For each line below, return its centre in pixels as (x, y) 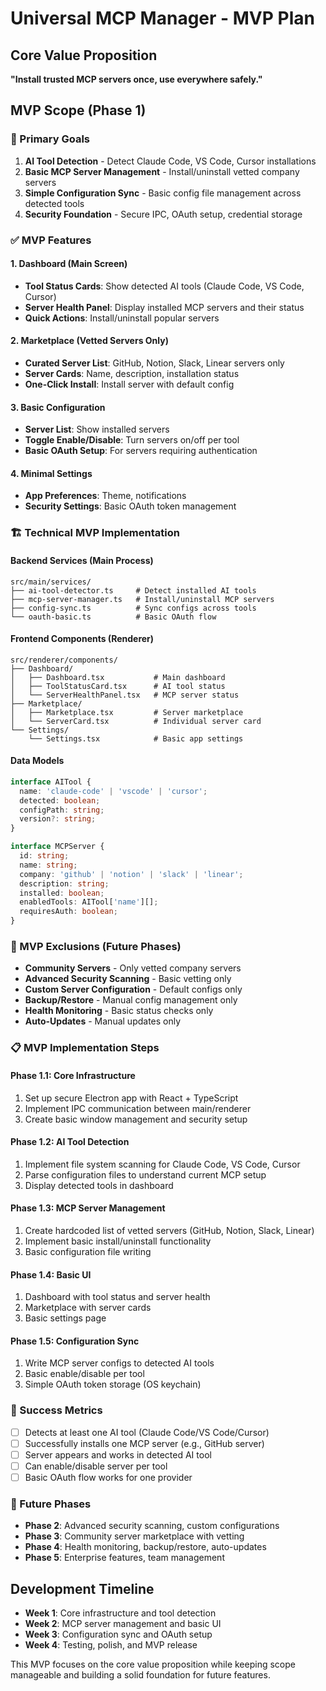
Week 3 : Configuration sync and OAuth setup (118, 1634)
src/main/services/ (51, 582)
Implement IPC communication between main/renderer (138, 1108)
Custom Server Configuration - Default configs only (133, 989)
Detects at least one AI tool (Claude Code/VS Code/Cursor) (147, 1432)
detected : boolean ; (60, 800)
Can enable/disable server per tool (96, 1466)
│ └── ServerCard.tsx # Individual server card (136, 721)
